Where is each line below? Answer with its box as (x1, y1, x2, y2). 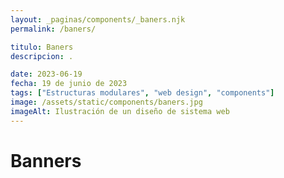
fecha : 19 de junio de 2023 (10, 79, 128, 89)
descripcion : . (10, 51, 74, 61)
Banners (10, 149, 82, 172)
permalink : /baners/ (10, 24, 97, 34)
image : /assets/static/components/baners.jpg (10, 97, 203, 107)
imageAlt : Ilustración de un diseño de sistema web (10, 106, 230, 116)
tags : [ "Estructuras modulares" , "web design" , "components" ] (10, 88, 275, 98)
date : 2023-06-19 (10, 69, 83, 80)
